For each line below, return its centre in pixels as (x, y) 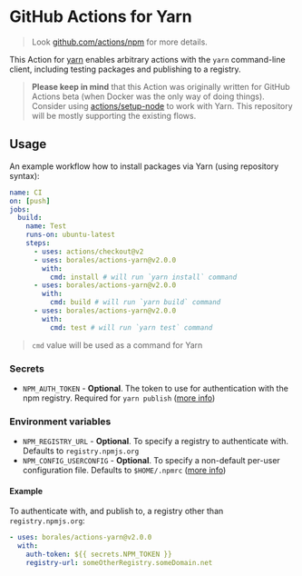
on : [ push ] (30, 201)
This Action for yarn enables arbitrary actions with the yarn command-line (147, 59)
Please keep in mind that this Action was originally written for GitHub (161, 86)
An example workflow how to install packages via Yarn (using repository (144, 166)
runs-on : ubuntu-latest (71, 235)
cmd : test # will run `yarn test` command (131, 328)
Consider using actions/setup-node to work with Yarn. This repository (162, 105)
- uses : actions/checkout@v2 (88, 252)
